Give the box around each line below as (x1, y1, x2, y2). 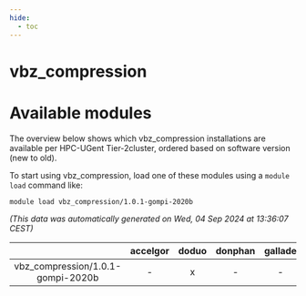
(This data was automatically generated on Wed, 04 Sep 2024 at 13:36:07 (9, 213, 289, 224)
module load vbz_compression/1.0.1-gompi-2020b (9, 197, 194, 206)
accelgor (130, 244, 170, 257)
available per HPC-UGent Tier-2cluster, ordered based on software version (9, 142, 291, 153)
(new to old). (9, 152, 57, 163)
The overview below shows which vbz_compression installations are (9, 133, 266, 144)
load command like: (9, 179, 84, 190)
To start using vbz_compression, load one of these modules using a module (9, 169, 290, 180)
